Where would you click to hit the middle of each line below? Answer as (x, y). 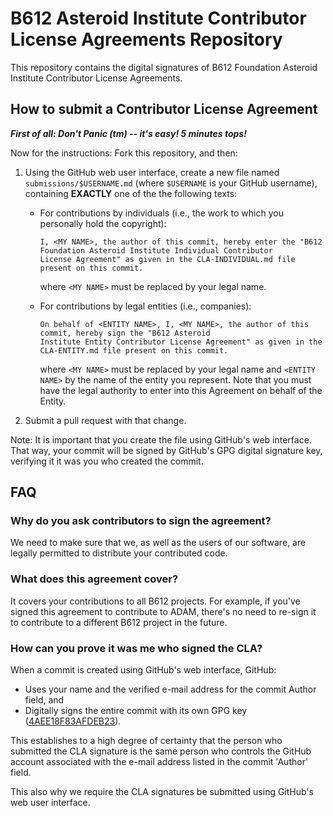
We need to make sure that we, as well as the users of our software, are (158, 543)
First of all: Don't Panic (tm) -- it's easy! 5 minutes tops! (128, 133)
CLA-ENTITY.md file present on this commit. (134, 350)
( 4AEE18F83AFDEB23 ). (73, 721)
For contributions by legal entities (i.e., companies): (145, 306)
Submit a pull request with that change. (105, 420)
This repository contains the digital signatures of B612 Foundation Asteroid (164, 67)
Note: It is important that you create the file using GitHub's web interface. (161, 439)
